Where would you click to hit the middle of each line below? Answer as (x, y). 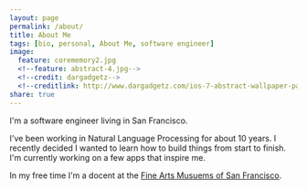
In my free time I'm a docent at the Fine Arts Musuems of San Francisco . (146, 175)
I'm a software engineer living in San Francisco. (99, 121)
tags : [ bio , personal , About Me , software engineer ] (112, 43)
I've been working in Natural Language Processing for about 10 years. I (143, 138)
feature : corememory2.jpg (67, 60)
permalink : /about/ (47, 26)
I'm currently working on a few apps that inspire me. (107, 157)
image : (22, 52)
